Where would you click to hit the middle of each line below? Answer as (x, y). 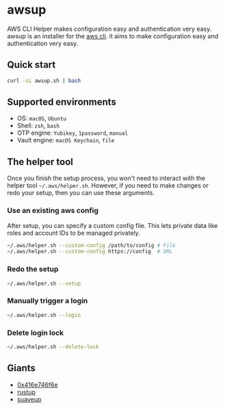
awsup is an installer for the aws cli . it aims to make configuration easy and (113, 36)
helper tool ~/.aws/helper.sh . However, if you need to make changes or (108, 185)
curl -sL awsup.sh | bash (44, 81)
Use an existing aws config (53, 211)
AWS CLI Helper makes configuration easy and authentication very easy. (109, 29)
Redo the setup (33, 269)
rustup (26, 392)
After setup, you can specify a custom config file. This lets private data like (112, 225)
